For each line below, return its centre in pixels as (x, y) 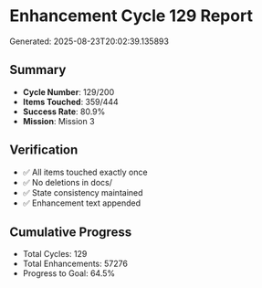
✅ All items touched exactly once (85, 172)
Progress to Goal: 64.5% (69, 273)
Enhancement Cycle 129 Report (131, 16)
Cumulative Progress (71, 232)
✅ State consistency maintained (83, 192)
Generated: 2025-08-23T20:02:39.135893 (89, 41)
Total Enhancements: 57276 (75, 264)
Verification (44, 150)
